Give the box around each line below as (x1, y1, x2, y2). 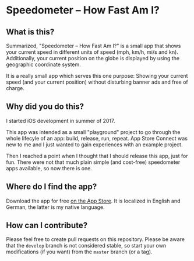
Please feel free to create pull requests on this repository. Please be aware (6, 236, 185, 243)
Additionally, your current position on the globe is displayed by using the (6, 55, 179, 61)
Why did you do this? (6, 102, 84, 112)
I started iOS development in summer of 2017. (6, 117, 115, 124)
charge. (6, 85, 24, 91)
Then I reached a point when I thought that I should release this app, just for (6, 152, 188, 159)
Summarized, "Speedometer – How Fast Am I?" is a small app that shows (6, 42, 181, 49)
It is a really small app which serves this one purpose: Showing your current (6, 73, 188, 79)
